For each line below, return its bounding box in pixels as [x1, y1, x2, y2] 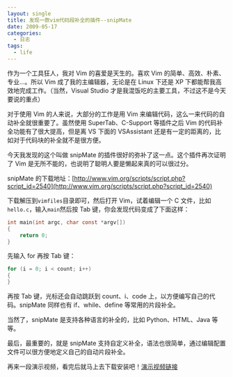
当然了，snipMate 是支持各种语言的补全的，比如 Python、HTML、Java [7, 316, 211, 323]
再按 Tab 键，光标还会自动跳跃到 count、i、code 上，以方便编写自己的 [7, 292, 210, 300]
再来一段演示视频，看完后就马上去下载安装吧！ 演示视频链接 [7, 362, 178, 371]
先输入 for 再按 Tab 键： [7, 252, 76, 260]
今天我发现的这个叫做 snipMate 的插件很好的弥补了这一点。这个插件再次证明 [7, 150, 226, 159]
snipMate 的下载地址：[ [7, 174, 74, 182]
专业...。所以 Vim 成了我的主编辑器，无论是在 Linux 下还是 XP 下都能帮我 [7, 77, 216, 86]
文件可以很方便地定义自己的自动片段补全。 [7, 348, 129, 355]
